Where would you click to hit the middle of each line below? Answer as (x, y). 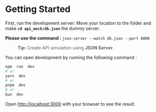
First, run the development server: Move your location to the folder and (78, 23)
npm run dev (20, 66)
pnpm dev (15, 85)
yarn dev (15, 76)
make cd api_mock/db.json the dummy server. (52, 28)
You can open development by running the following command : (71, 57)
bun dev (14, 94)
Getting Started (38, 9)
